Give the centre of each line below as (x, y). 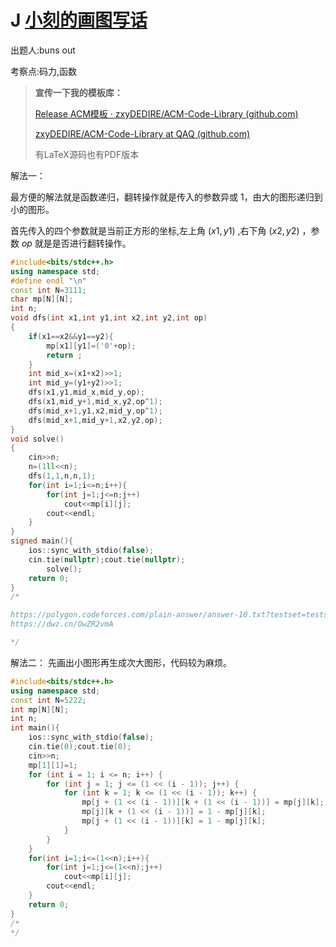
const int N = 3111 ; (48, 290)
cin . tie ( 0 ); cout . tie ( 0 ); (80, 747)
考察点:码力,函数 (44, 71)
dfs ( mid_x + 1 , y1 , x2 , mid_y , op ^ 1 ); (95, 411)
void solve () (37, 439)
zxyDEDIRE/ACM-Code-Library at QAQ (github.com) (142, 133)
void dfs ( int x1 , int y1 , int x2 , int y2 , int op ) (109, 318)
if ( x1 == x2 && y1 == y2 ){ (71, 336)
